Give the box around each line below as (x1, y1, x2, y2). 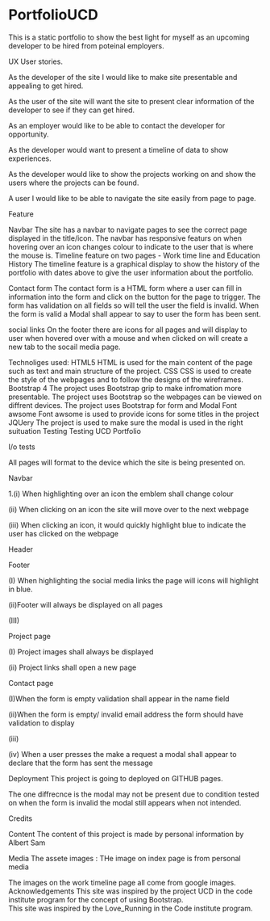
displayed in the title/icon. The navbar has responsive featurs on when (8, 233, 242, 243)
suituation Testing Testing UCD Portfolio (8, 426, 141, 435)
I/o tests (8, 442, 35, 452)
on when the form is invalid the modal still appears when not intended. (8, 797, 242, 807)
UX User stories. (8, 57, 63, 66)
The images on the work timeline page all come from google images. (8, 877, 236, 887)
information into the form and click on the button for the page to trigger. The (8, 292, 261, 301)
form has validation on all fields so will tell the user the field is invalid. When (8, 301, 260, 310)
